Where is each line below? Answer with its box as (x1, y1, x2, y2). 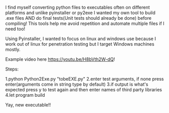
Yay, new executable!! (5, 102, 51, 108)
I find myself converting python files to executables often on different (5, 5, 150, 10)
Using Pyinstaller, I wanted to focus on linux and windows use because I (5, 35, 156, 42)
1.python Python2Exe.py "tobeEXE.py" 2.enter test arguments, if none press (5, 76, 164, 82)
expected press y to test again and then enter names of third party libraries (5, 87, 162, 93)
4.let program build (5, 92, 45, 98)
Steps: (5, 66, 19, 72)
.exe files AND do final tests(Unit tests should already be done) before (5, 15, 152, 21)
